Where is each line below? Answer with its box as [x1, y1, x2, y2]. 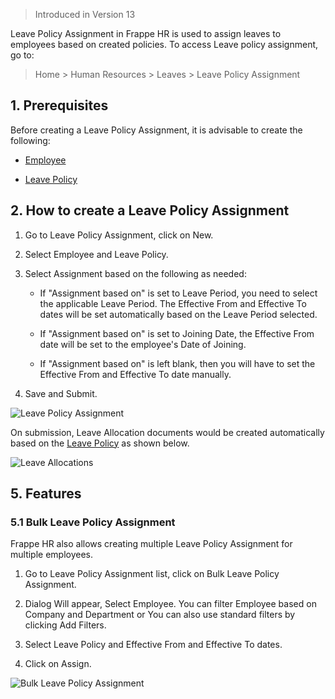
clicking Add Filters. [24, 619, 107, 631]
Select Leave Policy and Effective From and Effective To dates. [24, 639, 283, 651]
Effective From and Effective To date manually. [39, 368, 232, 380]
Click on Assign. [24, 658, 92, 670]
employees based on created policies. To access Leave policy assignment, [10, 39, 319, 50]
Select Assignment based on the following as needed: [24, 267, 247, 279]
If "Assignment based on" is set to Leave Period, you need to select [39, 287, 318, 299]
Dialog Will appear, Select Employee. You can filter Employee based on [24, 598, 317, 610]
